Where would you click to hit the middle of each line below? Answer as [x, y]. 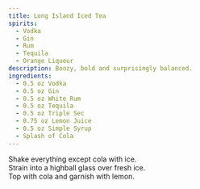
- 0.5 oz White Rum [48, 99]
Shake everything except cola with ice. [73, 159]
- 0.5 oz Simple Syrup [54, 128]
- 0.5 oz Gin [37, 91]
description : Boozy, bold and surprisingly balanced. [101, 69]
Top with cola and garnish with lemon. [72, 176]
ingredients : [30, 76]
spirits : [23, 23]
